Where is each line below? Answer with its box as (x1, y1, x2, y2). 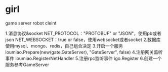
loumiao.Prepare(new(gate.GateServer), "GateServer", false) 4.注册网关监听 (5, 49, 163, 55)
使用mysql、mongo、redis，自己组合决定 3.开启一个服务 (5, 42, 123, 48)
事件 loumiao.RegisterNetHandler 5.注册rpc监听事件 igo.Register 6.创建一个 (5, 55, 162, 61)
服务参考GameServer (5, 61, 50, 67)
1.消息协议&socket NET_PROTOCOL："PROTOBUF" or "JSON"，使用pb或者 (5, 30, 162, 36)
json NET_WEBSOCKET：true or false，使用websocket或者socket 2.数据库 (5, 36, 161, 42)
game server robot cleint (5, 20, 57, 26)
